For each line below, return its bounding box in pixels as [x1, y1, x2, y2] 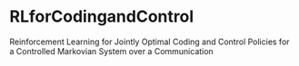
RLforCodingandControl [9, 6, 194, 27]
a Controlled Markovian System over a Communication [9, 45, 214, 56]
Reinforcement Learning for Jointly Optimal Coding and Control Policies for [9, 36, 290, 47]
